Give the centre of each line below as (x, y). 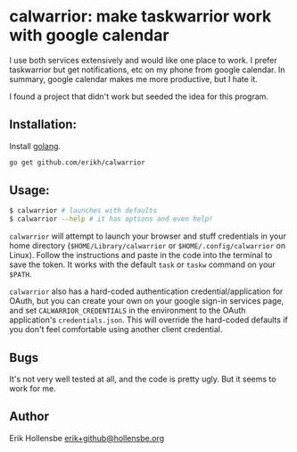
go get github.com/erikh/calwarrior (77, 163)
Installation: (43, 125)
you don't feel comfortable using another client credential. (116, 330)
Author (29, 417)
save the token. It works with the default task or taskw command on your (143, 264)
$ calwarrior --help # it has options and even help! (111, 219)
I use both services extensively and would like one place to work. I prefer (144, 60)
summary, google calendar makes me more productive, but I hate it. (134, 79)
